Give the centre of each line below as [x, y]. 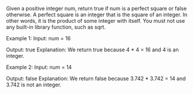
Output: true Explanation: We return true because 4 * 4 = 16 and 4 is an [92, 50]
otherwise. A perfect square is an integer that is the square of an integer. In [97, 15]
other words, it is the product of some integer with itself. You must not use [96, 21]
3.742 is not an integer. [34, 85]
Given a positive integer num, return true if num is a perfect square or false [97, 8]
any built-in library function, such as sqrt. [56, 27]
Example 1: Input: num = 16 [38, 38]
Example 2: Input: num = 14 [39, 67]
